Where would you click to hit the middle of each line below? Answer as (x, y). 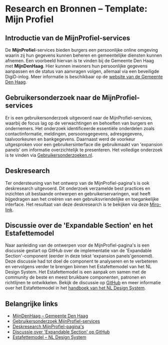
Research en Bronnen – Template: (76, 9)
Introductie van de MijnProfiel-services (68, 38)
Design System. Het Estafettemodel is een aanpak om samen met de (76, 272)
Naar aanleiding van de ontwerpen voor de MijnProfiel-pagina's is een (77, 245)
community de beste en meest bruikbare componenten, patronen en (75, 277)
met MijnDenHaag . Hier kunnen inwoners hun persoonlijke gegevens (76, 66)
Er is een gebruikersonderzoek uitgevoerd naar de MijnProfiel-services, (79, 118)
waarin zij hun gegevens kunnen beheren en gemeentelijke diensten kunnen (84, 55)
